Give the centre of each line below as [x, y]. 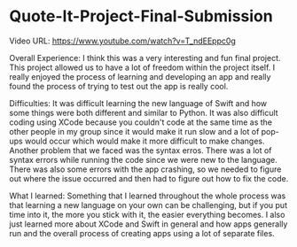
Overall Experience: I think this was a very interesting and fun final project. [145, 58]
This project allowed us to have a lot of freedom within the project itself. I [142, 67]
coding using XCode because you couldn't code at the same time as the [141, 122]
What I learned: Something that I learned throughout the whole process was [148, 196]
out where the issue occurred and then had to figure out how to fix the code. [149, 178]
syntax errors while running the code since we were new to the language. [143, 159]
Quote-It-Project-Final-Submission [141, 16]
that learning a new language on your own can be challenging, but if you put [148, 205]
